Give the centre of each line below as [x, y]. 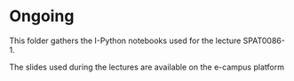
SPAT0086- [264, 40]
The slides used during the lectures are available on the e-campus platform [147, 67]
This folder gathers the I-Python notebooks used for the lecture [125, 40]
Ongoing [42, 16]
